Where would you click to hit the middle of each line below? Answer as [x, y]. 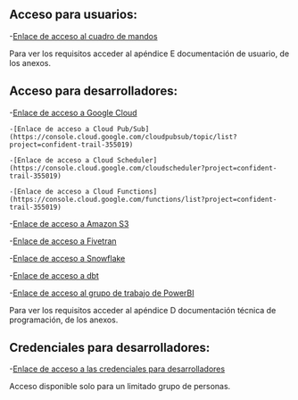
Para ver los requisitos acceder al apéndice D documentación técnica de [143, 310]
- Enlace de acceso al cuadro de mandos [83, 36]
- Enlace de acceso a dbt [54, 275]
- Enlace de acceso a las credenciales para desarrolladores [117, 369]
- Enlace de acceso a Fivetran [63, 241]
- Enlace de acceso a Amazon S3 [69, 223]
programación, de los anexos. [64, 320]
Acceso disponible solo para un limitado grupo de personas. [120, 387]
